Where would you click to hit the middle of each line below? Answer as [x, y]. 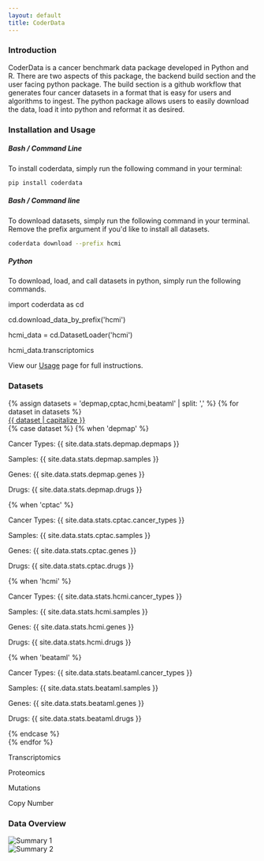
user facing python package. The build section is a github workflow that [125, 84]
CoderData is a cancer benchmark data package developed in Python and [128, 67]
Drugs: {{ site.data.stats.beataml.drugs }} [75, 718]
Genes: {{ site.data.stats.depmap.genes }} [76, 474]
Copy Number [31, 803]
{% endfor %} [31, 742]
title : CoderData [37, 23]
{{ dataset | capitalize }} [47, 420]
